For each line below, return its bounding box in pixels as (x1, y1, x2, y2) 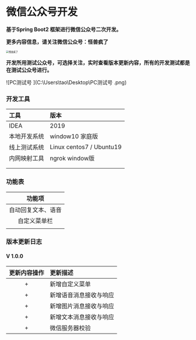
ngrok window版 (50, 154, 95, 163)
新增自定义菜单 (50, 280, 92, 288)
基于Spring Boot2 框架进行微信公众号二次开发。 (6, 26, 122, 33)
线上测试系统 (9, 143, 45, 152)
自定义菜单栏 (17, 217, 54, 225)
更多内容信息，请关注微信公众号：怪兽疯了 (6, 38, 108, 45)
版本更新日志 (6, 238, 43, 246)
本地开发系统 (9, 132, 45, 140)
